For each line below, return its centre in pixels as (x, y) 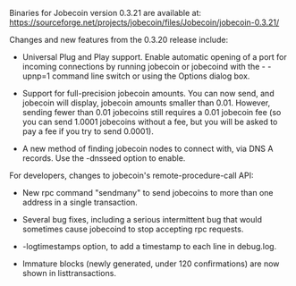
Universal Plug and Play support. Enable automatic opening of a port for (155, 57)
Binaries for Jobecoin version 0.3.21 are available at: (106, 13)
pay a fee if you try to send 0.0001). (88, 131)
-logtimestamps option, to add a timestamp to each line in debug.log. (149, 246)
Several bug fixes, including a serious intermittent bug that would (142, 219)
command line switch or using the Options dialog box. (151, 76)
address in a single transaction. (80, 202)
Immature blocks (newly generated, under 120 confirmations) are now (151, 264)
